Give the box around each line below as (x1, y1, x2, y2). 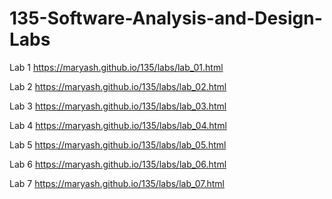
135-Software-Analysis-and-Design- (9, 7, 323, 30)
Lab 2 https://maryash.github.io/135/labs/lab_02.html (9, 80, 227, 92)
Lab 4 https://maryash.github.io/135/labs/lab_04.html (9, 119, 227, 131)
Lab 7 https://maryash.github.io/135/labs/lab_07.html (9, 177, 226, 189)
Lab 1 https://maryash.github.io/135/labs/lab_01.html (9, 61, 224, 73)
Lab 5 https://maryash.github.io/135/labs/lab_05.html (9, 138, 227, 151)
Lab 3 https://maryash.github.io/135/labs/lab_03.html (9, 100, 227, 112)
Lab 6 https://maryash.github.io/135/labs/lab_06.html (9, 158, 227, 170)
